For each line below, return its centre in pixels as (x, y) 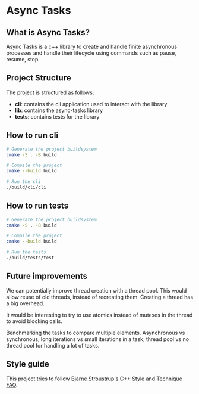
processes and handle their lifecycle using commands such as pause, (91, 53)
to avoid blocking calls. (34, 321)
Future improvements (47, 276)
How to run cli (32, 136)
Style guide (28, 364)
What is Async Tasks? (48, 32)
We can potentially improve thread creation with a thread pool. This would (97, 290)
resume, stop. (23, 59)
